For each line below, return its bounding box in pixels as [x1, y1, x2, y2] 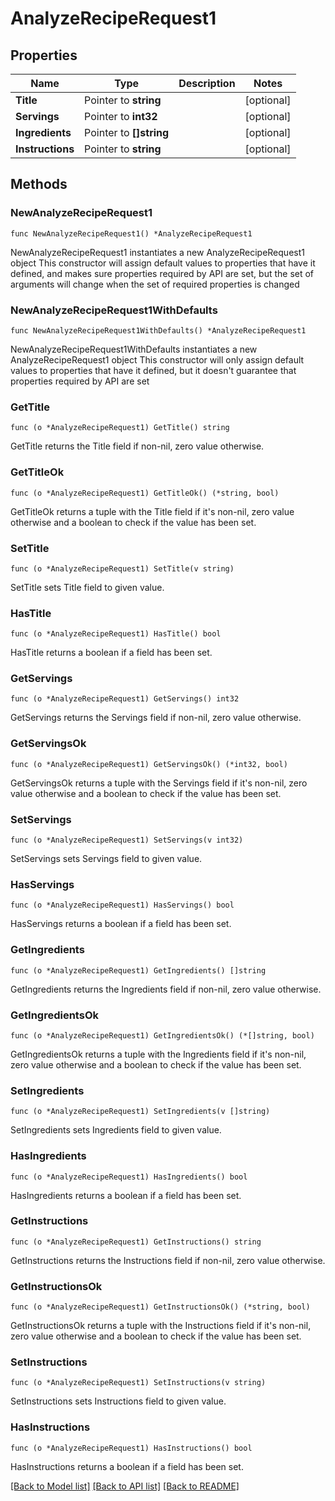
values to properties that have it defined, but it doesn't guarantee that [10, 364, 297, 376]
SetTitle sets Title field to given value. [10, 581, 165, 593]
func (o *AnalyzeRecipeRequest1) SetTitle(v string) [10, 563, 235, 574]
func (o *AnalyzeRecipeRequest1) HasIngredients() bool [10, 1172, 248, 1182]
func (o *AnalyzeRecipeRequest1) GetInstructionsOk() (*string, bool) [10, 1302, 311, 1312]
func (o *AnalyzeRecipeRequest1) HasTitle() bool [10, 629, 222, 639]
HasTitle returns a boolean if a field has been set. [10, 647, 213, 659]
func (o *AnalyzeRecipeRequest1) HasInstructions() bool [10, 1443, 253, 1453]
